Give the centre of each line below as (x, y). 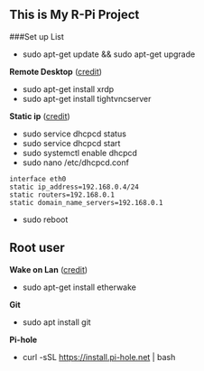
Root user (37, 248)
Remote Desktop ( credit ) (56, 71)
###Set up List (37, 36)
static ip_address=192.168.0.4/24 (74, 187)
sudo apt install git (57, 322)
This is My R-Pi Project (74, 15)
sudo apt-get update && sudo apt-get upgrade (109, 54)
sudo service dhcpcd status (74, 134)
